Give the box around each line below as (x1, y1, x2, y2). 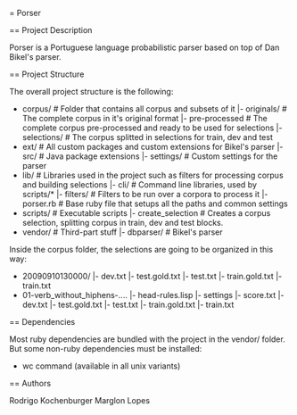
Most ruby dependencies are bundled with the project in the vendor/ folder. (9, 334, 285, 344)
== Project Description (9, 25, 93, 35)
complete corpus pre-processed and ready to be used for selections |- (21, 122, 283, 133)
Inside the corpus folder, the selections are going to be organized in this (9, 245, 274, 254)
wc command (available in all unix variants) (21, 361, 181, 371)
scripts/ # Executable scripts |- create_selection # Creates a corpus (21, 208, 271, 218)
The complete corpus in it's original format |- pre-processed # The (21, 113, 268, 123)
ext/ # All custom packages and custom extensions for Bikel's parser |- (21, 142, 284, 152)
